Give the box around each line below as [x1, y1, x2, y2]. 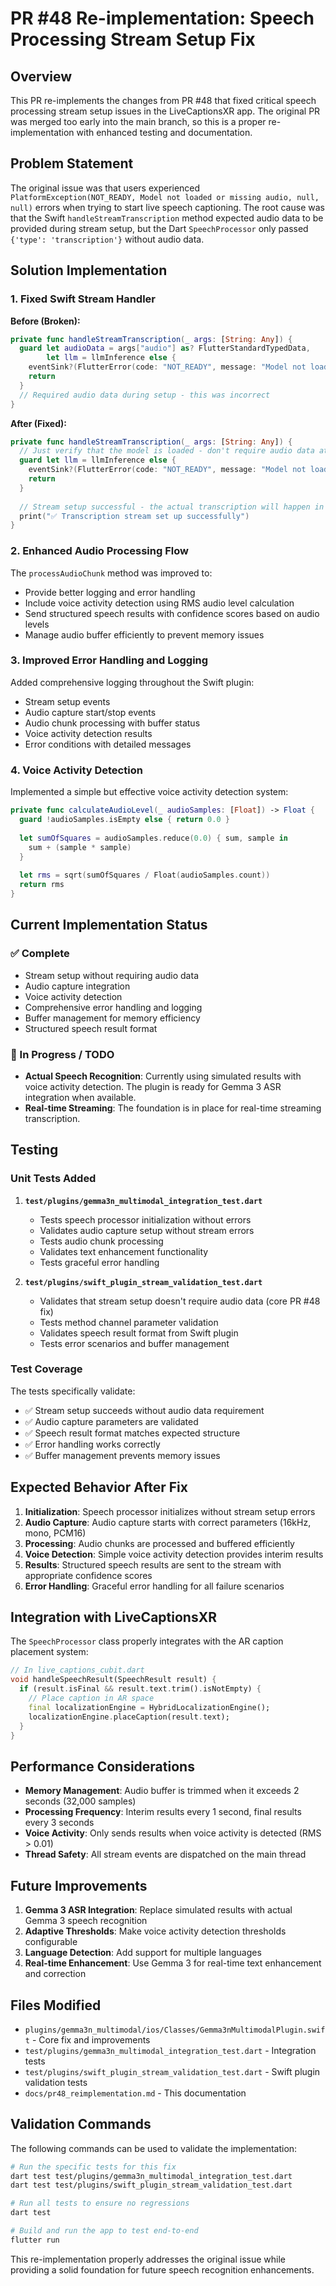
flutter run [10, 2235, 60, 2245]
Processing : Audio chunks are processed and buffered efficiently [24, 1537, 295, 1549]
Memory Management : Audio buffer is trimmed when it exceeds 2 [24, 1785, 300, 1797]
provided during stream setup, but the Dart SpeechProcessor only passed [10, 222, 309, 234]
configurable [24, 1936, 78, 1948]
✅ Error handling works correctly [24, 1438, 161, 1450]
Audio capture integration [24, 980, 131, 992]
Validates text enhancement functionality [39, 1245, 209, 1257]
